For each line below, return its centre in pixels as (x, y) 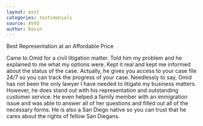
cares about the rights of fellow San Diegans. (63, 116)
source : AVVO (23, 23)
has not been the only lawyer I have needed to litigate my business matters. (102, 84)
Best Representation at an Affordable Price (60, 46)
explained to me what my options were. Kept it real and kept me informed (98, 65)
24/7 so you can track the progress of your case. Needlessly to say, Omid (99, 77)
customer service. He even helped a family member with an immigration (97, 97)
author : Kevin (24, 29)
